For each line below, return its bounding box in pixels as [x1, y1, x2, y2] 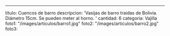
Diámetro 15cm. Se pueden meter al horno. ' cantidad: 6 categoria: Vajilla [5, 15, 157, 21]
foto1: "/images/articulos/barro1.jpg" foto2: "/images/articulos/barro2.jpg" [5, 20, 159, 26]
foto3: [5, 26, 18, 31]
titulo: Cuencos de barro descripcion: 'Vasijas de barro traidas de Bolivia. [5, 10, 158, 15]
